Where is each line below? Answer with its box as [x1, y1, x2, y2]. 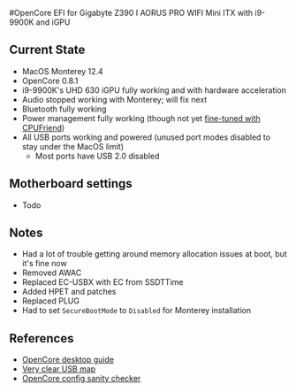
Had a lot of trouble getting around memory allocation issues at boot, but [21, 249, 287, 259]
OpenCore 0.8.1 [21, 75, 79, 86]
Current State [9, 42, 86, 58]
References [9, 331, 74, 346]
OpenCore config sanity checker [21, 373, 141, 384]
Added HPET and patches [21, 287, 117, 297]
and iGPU [35, 17, 71, 27]
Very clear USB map [21, 364, 96, 374]
